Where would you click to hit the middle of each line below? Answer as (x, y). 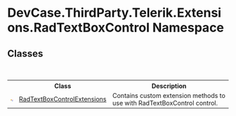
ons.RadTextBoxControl (78, 28)
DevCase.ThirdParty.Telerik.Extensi (114, 13)
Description (169, 86)
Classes (25, 53)
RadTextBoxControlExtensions (63, 99)
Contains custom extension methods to (169, 95)
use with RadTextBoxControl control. (165, 103)
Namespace (188, 28)
